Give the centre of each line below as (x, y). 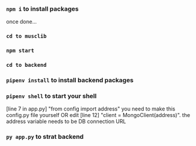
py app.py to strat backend (45, 137)
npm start (20, 51)
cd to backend (26, 65)
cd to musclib (26, 36)
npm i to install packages (42, 9)
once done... (22, 22)
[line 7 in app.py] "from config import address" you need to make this (91, 109)
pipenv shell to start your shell (51, 96)
